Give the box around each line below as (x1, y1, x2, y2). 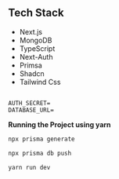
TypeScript (19, 43, 56, 53)
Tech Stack (8, 6, 64, 20)
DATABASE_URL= (8, 106, 55, 114)
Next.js (19, 27, 43, 36)
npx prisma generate (8, 135, 76, 143)
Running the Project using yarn (8, 119, 111, 129)
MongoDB (19, 35, 52, 45)
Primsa (19, 60, 43, 70)
